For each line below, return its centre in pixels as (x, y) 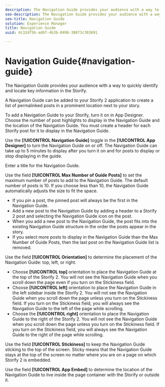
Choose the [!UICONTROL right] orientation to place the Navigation (81, 314)
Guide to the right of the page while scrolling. (58, 334)
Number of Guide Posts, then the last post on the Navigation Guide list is (85, 242)
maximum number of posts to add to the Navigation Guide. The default (77, 180)
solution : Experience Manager (36, 23)
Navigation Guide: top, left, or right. (41, 262)
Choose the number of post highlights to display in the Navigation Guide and (82, 120)
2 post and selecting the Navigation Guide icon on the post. (72, 216)
